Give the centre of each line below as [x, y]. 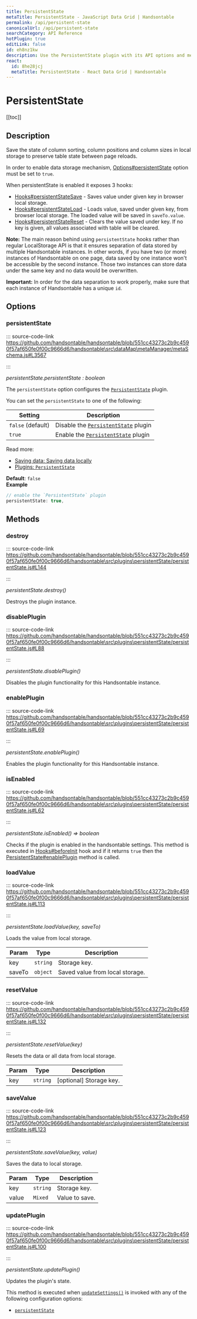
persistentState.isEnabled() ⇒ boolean [53, 833]
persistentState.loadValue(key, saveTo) [53, 927]
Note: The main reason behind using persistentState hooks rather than [93, 239]
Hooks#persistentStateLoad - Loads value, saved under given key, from [101, 209]
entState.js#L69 [26, 729]
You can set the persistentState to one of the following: [74, 400]
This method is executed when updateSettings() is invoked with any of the [96, 1293]
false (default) [29, 425]
